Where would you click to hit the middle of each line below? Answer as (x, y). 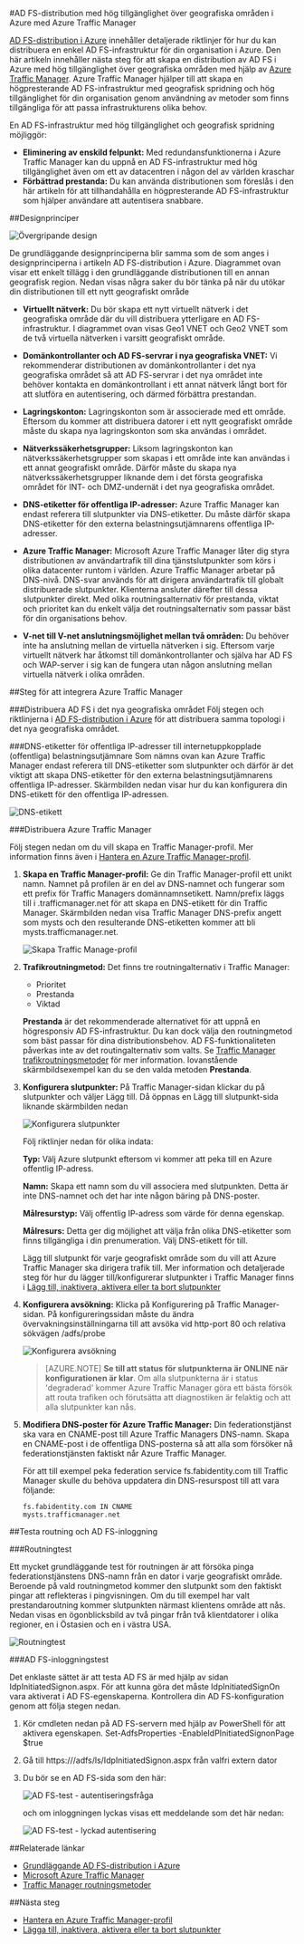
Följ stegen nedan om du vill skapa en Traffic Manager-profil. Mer (132, 847)
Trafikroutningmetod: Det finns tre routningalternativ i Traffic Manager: (156, 967)
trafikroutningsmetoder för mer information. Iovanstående (130, 1060)
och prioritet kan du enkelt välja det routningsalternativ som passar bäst (157, 609)
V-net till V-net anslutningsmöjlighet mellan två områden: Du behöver (156, 636)
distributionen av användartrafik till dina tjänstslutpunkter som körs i (149, 560)
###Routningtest (41, 1549)
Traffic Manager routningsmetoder (87, 1885)
